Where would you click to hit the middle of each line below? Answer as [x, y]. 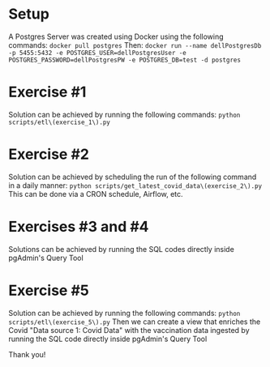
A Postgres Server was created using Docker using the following [116, 36]
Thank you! [27, 354]
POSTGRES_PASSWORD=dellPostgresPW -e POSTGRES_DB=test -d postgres [125, 60]
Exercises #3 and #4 [79, 227]
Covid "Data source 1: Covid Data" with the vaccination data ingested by [129, 330]
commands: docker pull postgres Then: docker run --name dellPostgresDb [135, 45]
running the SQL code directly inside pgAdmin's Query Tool [108, 339]
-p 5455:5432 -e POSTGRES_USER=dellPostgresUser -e [97, 53]
